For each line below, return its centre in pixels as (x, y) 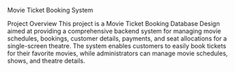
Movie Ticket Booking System (50, 10)
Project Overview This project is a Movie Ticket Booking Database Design (114, 23)
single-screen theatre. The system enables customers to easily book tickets (117, 46)
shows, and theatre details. (46, 61)
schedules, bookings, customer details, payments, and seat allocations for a (117, 38)
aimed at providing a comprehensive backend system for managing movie (114, 31)
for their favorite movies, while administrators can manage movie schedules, (117, 53)
